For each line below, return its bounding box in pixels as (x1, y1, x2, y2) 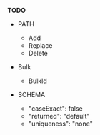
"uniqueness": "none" (28, 119, 93, 128)
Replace (28, 41, 53, 49)
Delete (28, 49, 49, 57)
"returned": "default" (28, 112, 91, 120)
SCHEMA (17, 91, 46, 99)
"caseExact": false (28, 104, 84, 113)
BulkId (28, 76, 48, 85)
